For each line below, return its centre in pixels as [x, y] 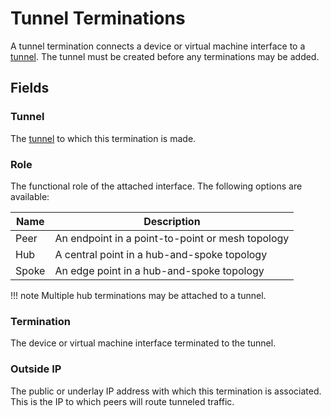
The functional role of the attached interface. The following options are [156, 186]
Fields [30, 88]
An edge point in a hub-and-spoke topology [159, 270]
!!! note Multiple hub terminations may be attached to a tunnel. [138, 295]
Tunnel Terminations [98, 18]
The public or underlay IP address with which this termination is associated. [166, 391]
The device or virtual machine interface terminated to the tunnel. [143, 343]
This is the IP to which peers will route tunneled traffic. [122, 401]
